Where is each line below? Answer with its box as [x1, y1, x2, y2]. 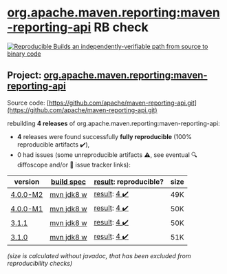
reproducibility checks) [7, 259, 73, 267]
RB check [94, 19, 149, 35]
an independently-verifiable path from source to [72, 42, 208, 50]
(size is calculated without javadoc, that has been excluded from [7, 251, 191, 260]
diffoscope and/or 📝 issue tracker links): [17, 160, 131, 169]
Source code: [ [7, 98, 50, 107]
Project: [7, 70, 42, 81]
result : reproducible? [94, 177, 164, 187]
